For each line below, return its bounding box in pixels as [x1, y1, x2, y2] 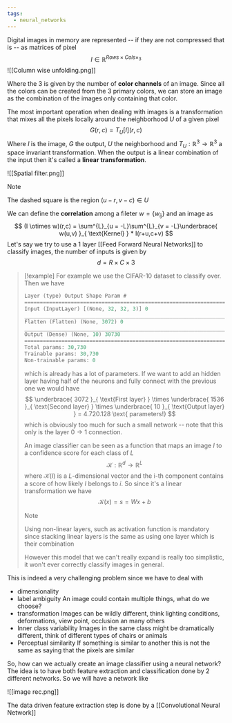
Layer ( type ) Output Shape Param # [23, 292, 127, 300]
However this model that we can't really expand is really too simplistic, [23, 553, 224, 562]
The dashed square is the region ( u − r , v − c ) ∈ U [7, 196, 149, 204]
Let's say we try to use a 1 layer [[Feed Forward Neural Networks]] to [7, 240, 204, 249]
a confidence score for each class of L [23, 448, 135, 457]
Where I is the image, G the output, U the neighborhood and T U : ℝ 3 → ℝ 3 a [7, 138, 222, 150]
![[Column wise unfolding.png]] [7, 66, 96, 75]
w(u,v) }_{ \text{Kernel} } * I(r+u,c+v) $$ [59, 229, 173, 238]
